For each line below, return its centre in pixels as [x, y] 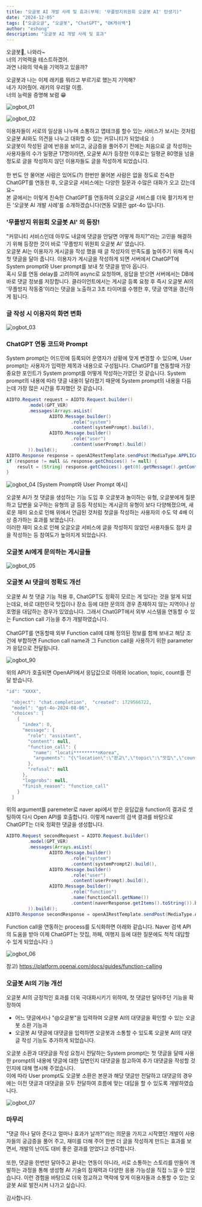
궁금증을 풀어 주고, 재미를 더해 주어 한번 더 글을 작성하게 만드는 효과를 [104, 1141]
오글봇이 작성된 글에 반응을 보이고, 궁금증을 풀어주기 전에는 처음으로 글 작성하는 [99, 146]
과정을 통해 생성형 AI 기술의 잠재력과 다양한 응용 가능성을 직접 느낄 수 [103, 1170]
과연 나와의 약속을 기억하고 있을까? [47, 67]
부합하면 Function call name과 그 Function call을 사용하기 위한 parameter [105, 640]
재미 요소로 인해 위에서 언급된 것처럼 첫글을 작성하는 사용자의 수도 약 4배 [102, 513]
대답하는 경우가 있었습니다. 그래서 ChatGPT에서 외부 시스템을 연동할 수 [106, 611]
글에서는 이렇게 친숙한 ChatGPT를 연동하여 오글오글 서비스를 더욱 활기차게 [100, 198]
